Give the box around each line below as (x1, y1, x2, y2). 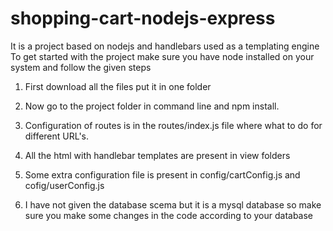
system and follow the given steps (10, 61, 152, 73)
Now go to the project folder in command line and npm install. (24, 100, 280, 112)
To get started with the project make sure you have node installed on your (10, 50, 315, 62)
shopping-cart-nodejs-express (10, 7, 276, 30)
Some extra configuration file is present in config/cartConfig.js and (24, 168, 301, 181)
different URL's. (24, 130, 90, 142)
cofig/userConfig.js (24, 179, 105, 191)
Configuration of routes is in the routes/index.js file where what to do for (24, 119, 323, 131)
